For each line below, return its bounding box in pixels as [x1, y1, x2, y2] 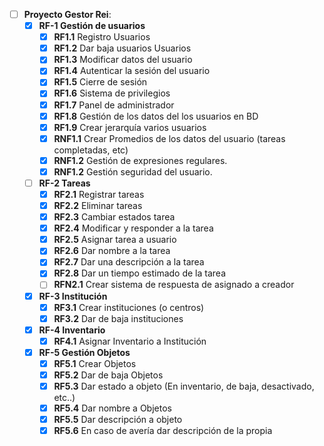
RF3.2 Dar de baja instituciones [53, 312, 184, 324]
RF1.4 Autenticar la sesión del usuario [53, 65, 211, 77]
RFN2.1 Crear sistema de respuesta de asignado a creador [53, 279, 295, 291]
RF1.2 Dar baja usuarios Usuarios [53, 42, 192, 54]
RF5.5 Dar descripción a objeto [53, 414, 183, 426]
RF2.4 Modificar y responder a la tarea [53, 222, 214, 234]
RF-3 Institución [38, 290, 108, 302]
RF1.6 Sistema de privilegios [53, 87, 171, 99]
